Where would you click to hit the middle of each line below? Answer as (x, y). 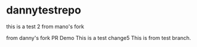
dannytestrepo (44, 10)
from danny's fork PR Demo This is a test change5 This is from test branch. (98, 38)
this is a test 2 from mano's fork (45, 26)
